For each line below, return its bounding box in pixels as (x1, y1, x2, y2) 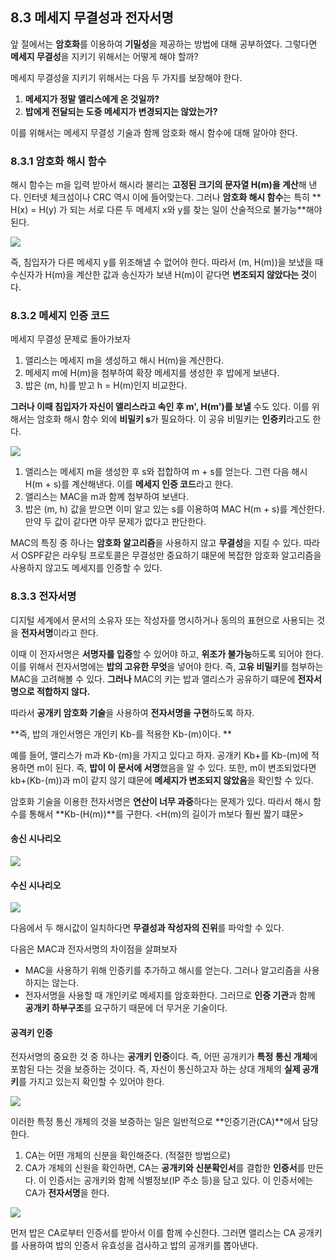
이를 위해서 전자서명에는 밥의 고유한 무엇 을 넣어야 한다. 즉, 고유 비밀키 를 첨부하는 (10, 660, 324, 672)
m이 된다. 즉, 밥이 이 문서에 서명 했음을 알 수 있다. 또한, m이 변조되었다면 (36, 761, 317, 773)
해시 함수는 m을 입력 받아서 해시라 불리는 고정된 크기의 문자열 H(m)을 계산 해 (10, 179, 307, 191)
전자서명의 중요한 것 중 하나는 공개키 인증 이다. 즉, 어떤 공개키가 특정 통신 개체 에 (10, 1051, 318, 1063)
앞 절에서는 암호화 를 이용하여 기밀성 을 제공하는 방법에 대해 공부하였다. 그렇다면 (10, 38, 318, 50)
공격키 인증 (10, 1026, 53, 1038)
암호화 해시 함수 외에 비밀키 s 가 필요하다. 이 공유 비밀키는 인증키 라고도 (36, 413, 311, 425)
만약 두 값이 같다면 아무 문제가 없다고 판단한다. (24, 516, 207, 528)
